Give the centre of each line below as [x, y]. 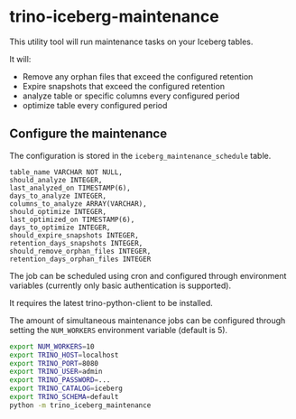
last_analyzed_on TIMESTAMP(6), [70, 188]
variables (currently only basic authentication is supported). [120, 285]
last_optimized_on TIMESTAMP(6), [72, 219]
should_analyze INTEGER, [56, 180]
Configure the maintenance [88, 134]
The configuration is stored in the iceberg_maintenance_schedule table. [140, 155]
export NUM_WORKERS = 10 [52, 346]
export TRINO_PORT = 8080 [54, 363]
